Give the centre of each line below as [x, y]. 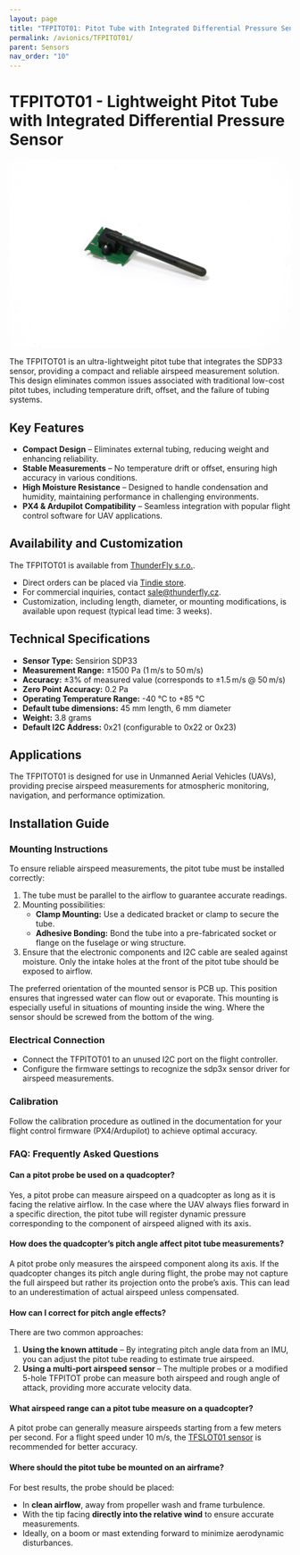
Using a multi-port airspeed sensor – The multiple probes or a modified [155, 1369]
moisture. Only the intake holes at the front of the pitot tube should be [150, 962]
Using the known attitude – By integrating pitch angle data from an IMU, [155, 1350]
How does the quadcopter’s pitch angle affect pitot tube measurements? [147, 1244]
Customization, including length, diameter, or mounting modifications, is [154, 601]
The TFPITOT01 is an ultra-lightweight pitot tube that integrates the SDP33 [146, 362]
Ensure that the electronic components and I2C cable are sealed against [155, 952]
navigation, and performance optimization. [87, 796]
